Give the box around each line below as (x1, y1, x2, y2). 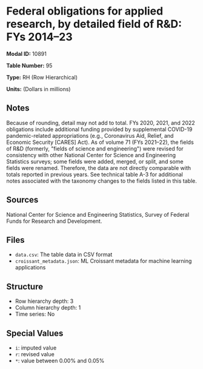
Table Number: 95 (6, 62, 53, 69)
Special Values (6, 328, 64, 338)
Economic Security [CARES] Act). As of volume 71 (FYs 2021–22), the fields (6, 138, 194, 146)
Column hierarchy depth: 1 (15, 304, 81, 311)
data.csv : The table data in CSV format (15, 251, 113, 259)
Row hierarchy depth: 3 (15, 297, 74, 305)
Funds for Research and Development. (6, 217, 102, 225)
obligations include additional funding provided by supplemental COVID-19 (6, 126, 193, 133)
